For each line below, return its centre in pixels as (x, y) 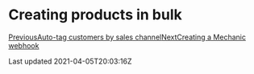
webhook (24, 45)
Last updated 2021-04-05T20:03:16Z (70, 61)
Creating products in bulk (96, 15)
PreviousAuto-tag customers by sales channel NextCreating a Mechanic (127, 37)
